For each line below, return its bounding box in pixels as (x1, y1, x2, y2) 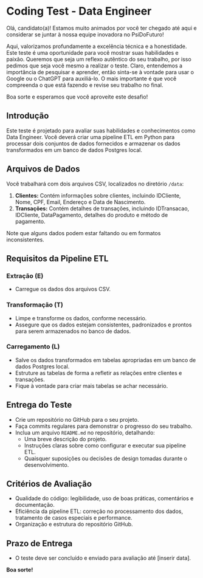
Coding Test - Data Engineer (6, 4, 152, 18)
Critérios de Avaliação (6, 479, 92, 489)
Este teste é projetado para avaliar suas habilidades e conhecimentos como (6, 126, 196, 134)
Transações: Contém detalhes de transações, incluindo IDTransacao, (15, 205, 190, 212)
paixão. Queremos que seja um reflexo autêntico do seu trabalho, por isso (6, 55, 191, 63)
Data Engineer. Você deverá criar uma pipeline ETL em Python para (6, 133, 175, 140)
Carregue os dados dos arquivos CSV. (15, 286, 111, 293)
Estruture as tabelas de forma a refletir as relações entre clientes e (15, 369, 182, 376)
